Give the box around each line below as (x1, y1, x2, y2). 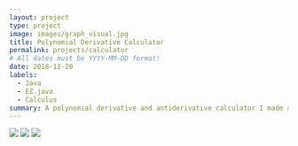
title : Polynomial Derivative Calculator (9, 37, 165, 47)
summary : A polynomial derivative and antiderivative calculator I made (9, 104, 284, 112)
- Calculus (17, 95, 58, 104)
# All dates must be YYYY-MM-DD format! (9, 54, 161, 63)
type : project (9, 21, 62, 30)
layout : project (9, 12, 69, 22)
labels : (9, 71, 38, 80)
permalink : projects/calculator (9, 46, 129, 55)
